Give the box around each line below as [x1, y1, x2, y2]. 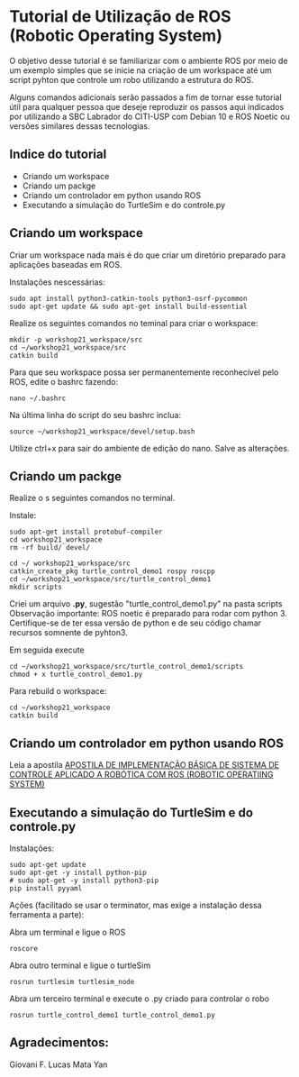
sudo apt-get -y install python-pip [9, 868, 147, 877]
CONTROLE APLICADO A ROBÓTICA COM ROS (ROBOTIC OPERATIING [9, 769, 274, 780]
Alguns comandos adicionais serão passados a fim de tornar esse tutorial [9, 92, 282, 103]
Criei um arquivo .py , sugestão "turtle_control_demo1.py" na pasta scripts [9, 598, 283, 609]
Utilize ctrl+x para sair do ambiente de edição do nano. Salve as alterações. [9, 443, 290, 453]
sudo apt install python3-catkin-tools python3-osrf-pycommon [9, 294, 248, 303]
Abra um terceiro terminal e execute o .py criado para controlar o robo [9, 993, 270, 1004]
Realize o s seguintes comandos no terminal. [9, 493, 176, 504]
